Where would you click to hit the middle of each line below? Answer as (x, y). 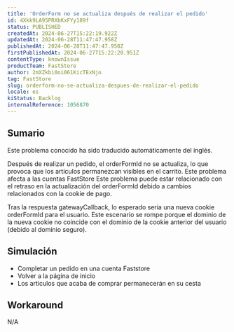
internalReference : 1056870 (48, 105)
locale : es (23, 92)
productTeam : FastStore (42, 66)
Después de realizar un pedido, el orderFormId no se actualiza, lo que (108, 164)
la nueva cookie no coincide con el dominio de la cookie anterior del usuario (117, 222)
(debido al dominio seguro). (47, 229)
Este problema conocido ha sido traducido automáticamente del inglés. (110, 150)
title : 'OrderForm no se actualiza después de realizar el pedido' (108, 14)
